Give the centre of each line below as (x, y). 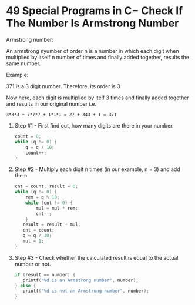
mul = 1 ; (33, 241)
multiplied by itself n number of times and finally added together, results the (98, 57)
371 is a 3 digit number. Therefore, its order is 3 (63, 86)
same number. (23, 63)
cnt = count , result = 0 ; (46, 186)
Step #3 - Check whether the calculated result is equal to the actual (96, 257)
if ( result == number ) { (45, 274)
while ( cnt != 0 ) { (49, 203)
